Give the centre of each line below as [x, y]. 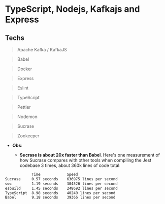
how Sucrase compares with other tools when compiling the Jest [85, 160]
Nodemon [27, 117]
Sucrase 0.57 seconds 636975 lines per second [62, 179]
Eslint [23, 88]
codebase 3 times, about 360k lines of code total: [70, 165]
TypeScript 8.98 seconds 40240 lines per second [60, 193]
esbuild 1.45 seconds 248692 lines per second [62, 188]
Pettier [24, 107]
